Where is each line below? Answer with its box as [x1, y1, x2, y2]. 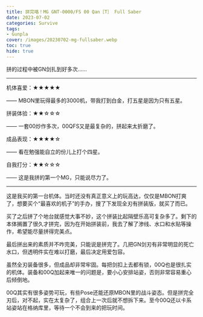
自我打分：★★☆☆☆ [6, 161, 61, 168]
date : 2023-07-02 [6, 14, 50, 21]
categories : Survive [6, 20, 59, 26]
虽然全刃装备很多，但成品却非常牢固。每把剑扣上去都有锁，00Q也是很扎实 [6, 261, 192, 268]
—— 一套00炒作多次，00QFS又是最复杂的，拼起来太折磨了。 [6, 122, 159, 130]
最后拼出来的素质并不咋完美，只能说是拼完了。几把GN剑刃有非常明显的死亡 [6, 240, 195, 248]
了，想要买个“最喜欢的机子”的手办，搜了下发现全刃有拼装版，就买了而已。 [6, 200, 192, 207]
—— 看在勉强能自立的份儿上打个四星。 [6, 148, 103, 155]
